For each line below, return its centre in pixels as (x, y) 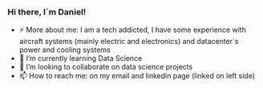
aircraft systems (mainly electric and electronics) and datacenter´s (129, 42)
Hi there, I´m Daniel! (47, 12)
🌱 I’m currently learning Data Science (81, 58)
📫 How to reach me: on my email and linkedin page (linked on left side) (137, 76)
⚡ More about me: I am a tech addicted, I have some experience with (132, 30)
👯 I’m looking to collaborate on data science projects (106, 67)
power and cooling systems (65, 50)
